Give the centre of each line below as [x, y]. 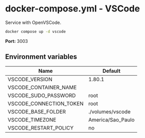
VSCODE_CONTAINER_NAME [42, 87]
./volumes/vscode [109, 112]
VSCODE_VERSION [30, 79]
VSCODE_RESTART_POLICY [41, 128]
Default [111, 71]
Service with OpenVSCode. [33, 22]
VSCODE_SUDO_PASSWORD [42, 95]
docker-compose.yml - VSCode [72, 9]
